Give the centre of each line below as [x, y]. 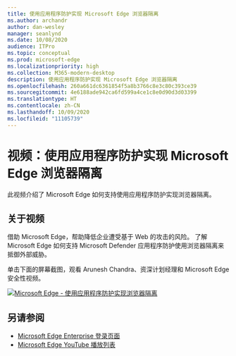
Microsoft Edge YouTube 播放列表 [67, 345]
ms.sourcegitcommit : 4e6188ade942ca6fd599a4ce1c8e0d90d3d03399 [102, 92]
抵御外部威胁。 [29, 254]
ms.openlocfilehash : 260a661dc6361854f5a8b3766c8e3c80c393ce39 [102, 86]
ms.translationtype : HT [42, 99]
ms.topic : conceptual [39, 54]
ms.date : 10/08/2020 [38, 40]
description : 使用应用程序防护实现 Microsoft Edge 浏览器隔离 [92, 79]
